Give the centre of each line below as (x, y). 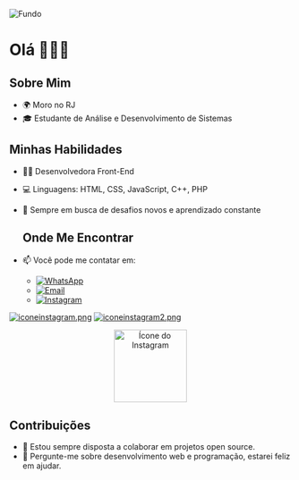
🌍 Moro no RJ (49, 105)
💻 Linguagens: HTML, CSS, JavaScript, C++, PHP (115, 189)
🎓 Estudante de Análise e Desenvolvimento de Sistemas (127, 118)
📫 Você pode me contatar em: (79, 260)
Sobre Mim (40, 83)
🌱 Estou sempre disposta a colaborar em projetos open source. (138, 447)
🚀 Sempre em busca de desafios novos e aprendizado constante (141, 209)
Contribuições (50, 426)
